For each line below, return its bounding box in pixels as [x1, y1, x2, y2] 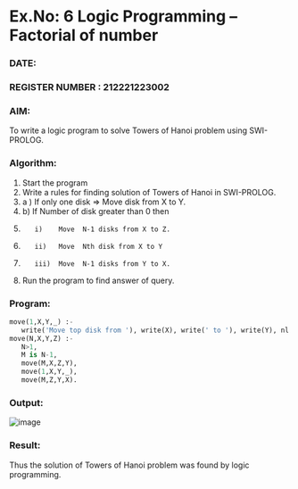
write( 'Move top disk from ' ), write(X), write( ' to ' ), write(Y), [21, 326, 277, 335]
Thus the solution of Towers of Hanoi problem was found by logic [9, 460, 250, 470]
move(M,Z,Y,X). [21, 376, 78, 385]
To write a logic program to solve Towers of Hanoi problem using [9, 125, 248, 136]
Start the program [21, 177, 88, 188]
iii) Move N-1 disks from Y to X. [34, 259, 171, 269]
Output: [9, 396, 44, 409]
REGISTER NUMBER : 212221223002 [9, 81, 170, 94]
